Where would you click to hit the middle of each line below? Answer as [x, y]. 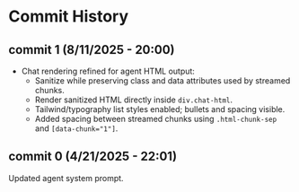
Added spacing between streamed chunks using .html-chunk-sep [156, 119]
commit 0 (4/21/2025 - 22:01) [92, 157]
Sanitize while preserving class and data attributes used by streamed [163, 81]
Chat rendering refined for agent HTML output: [108, 71]
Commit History [69, 17]
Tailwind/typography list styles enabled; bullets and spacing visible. [160, 109]
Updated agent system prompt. [66, 178]
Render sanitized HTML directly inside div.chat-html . [134, 100]
